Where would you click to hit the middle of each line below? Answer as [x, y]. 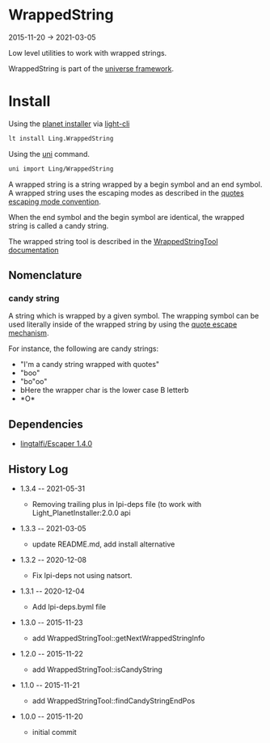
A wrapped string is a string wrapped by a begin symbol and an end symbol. [135, 184]
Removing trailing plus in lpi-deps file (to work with [117, 504]
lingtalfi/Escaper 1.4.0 [56, 444]
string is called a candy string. [59, 226]
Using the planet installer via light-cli [69, 124]
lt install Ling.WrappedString [61, 138]
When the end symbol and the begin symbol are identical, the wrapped [127, 217]
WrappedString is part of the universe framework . [91, 68]
